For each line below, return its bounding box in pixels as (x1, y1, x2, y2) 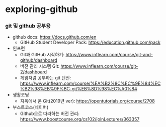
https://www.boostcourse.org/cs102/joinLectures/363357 (20, 116, 140, 122)
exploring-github (5, 4, 78, 15)
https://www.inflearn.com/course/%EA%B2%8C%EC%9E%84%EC (20, 80, 161, 86)
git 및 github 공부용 (5, 23, 51, 30)
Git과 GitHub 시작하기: (20, 52, 64, 58)
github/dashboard (20, 57, 58, 63)
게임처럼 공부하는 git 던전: (20, 75, 71, 81)
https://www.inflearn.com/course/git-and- (65, 52, 153, 58)
